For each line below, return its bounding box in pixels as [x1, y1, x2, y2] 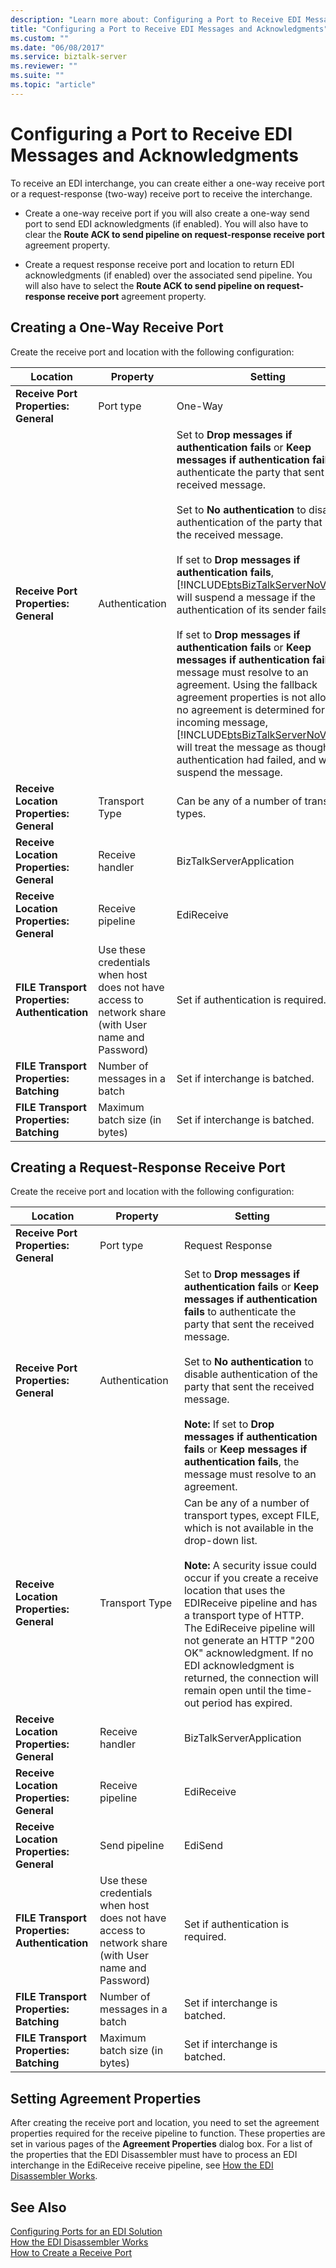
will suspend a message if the [176, 590, 316, 604]
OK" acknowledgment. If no [183, 1646, 314, 1660]
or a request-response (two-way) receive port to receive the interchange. [10, 187, 313, 200]
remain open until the [183, 1684, 284, 1698]
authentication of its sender [176, 602, 306, 616]
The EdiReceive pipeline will [183, 1621, 316, 1635]
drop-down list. [183, 1534, 258, 1548]
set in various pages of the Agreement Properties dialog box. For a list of [10, 2138, 313, 2150]
